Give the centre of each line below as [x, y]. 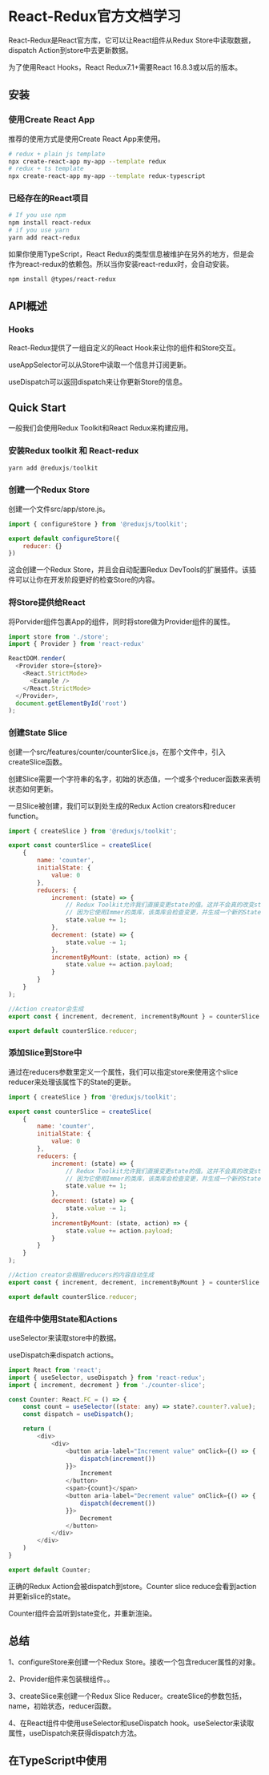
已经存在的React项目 [49, 199]
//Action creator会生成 [46, 1009]
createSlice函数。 [37, 761]
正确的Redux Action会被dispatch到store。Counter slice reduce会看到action [132, 1586]
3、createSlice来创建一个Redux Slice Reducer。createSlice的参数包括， [127, 1696]
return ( [37, 1429]
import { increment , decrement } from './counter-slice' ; [107, 1385]
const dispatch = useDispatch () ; [78, 1414]
